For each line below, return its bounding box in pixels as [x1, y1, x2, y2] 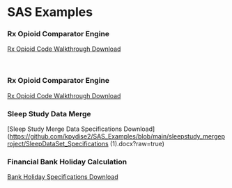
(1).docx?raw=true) [110, 140, 165, 148]
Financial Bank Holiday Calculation [7, 157, 127, 166]
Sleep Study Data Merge [7, 109, 91, 118]
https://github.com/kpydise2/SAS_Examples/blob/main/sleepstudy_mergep [9, 132, 225, 141]
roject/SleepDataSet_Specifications [7, 140, 109, 148]
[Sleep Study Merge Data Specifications [7, 125, 123, 133]
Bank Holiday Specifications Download [7, 173, 118, 181]
